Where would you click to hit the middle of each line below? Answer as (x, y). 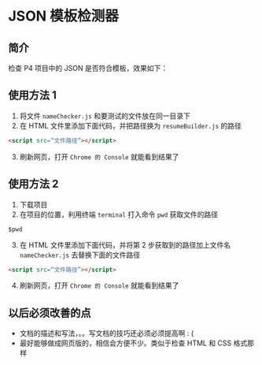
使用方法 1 (33, 95)
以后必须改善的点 (50, 313)
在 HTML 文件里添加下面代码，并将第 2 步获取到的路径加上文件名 (125, 244)
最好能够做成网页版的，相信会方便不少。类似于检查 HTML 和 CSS (125, 343)
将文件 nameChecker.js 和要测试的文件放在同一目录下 (105, 116)
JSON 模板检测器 (64, 16)
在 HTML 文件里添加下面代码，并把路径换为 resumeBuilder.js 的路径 (131, 125)
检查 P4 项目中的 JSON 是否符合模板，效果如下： (88, 68)
